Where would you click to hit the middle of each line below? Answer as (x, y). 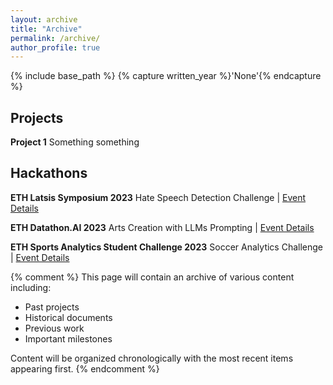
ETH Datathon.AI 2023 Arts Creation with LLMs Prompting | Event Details (162, 227)
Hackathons (49, 173)
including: (31, 287)
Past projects (52, 307)
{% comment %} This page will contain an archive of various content (152, 277)
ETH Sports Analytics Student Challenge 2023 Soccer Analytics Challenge (167, 247)
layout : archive (44, 19)
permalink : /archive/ (55, 38)
